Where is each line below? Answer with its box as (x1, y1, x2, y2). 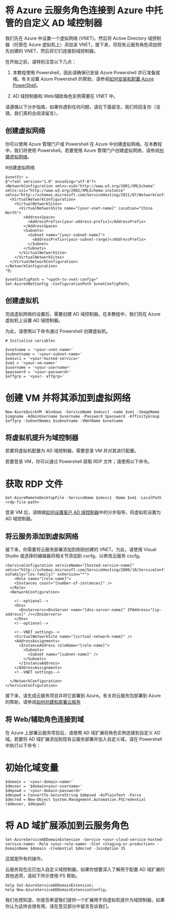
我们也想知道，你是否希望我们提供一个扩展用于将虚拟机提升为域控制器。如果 (5, 897, 165, 903)
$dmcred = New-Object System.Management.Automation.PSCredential (5, 797, 146, 802)
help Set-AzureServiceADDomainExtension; (5, 882, 94, 888)
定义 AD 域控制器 (32, 17, 103, 29)
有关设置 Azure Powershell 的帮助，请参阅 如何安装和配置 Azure (21, 76, 154, 82)
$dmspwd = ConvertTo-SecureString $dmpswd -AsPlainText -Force (5, 793, 142, 798)
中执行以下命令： (5, 742, 41, 748)
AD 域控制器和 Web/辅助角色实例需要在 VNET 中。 (12, 93, 118, 99)
